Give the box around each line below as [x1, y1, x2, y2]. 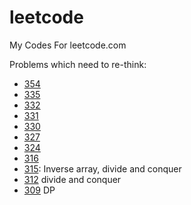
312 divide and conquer [23, 173, 122, 185]
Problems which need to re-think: [9, 58, 147, 70]
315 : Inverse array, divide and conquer [23, 162, 182, 175]
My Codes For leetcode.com [9, 39, 127, 51]
